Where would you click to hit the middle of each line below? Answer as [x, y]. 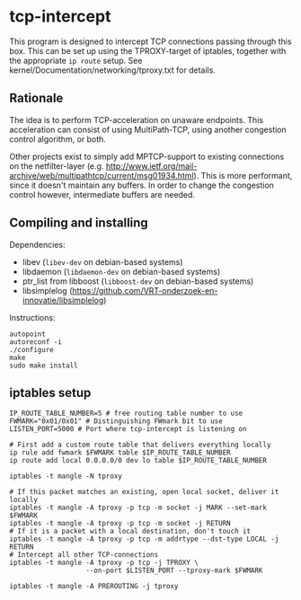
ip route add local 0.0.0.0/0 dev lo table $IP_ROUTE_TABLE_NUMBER [138, 461]
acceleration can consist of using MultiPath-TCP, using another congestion [148, 129]
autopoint [28, 334]
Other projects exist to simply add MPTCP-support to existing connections [147, 156]
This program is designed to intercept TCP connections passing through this [150, 41]
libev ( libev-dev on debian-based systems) [102, 261]
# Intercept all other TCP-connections [84, 555]
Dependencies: [37, 244]
